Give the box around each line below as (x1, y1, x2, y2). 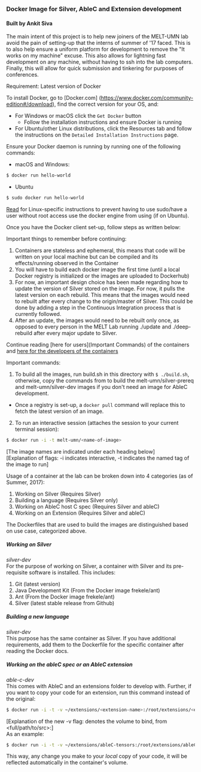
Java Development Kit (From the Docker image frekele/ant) (14, 586, 160, 594)
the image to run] (6, 460, 49, 468)
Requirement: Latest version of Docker (6, 83, 102, 90)
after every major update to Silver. (33, 329, 118, 336)
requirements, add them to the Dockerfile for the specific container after (6, 641, 184, 648)
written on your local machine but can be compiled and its (14, 253, 159, 260)
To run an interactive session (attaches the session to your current (14, 419, 179, 426)
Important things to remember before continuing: (6, 235, 127, 242)
